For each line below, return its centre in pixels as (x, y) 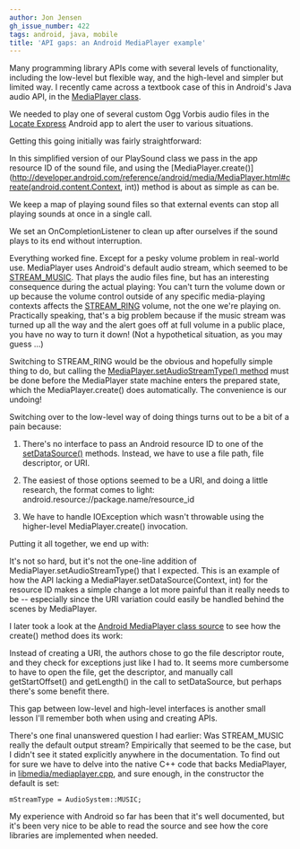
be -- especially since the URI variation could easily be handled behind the (147, 600)
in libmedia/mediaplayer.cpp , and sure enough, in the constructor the (137, 774)
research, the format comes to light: (88, 490)
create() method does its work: (66, 636)
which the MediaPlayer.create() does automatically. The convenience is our (148, 390)
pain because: (35, 426)
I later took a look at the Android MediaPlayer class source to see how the (145, 626)
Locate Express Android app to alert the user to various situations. (131, 124)
